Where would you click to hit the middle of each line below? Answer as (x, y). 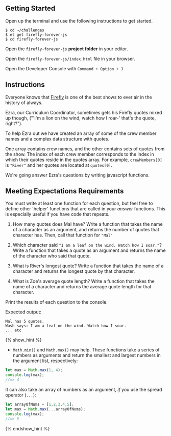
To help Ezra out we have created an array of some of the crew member (81, 133)
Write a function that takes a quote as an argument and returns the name (89, 250)
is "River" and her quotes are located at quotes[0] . (59, 165)
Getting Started (30, 8)
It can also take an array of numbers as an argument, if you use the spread (84, 390)
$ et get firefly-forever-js (36, 35)
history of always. (24, 103)
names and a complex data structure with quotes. (57, 138)
